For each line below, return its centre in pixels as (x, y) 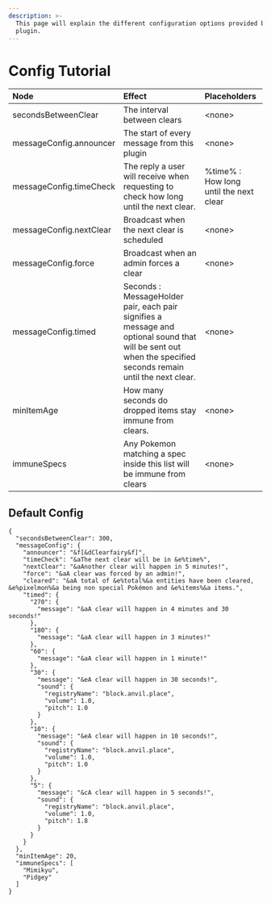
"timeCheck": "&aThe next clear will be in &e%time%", (117, 560)
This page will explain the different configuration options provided (137, 23)
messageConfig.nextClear (62, 230)
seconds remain (153, 367)
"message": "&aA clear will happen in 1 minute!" (122, 658)
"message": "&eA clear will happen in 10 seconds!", (128, 736)
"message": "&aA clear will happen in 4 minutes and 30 (133, 609)
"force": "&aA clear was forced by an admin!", (104, 574)
